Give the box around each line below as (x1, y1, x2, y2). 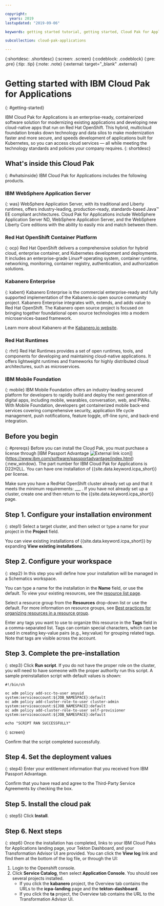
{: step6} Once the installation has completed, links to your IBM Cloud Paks (5, 840, 156, 846)
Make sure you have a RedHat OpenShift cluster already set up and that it (5, 481, 153, 486)
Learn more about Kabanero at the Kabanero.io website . (5, 325, 118, 331)
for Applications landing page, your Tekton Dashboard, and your (5, 845, 134, 851)
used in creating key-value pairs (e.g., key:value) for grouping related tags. (5, 630, 155, 636)
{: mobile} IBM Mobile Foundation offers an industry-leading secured (5, 387, 143, 393)
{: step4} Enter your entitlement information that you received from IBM (5, 766, 149, 772)
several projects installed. (12, 876, 64, 882)
